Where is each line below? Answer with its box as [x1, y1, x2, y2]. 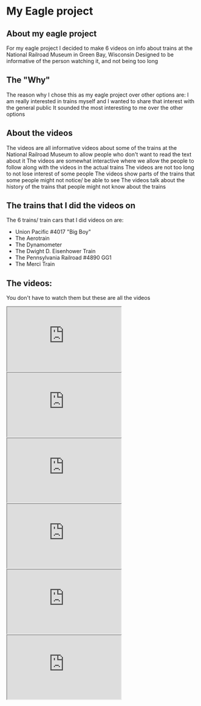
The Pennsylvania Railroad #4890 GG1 [15, 254, 112, 262]
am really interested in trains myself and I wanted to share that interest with [6, 97, 194, 104]
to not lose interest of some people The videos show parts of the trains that [6, 170, 196, 177]
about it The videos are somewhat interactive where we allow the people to [6, 157, 194, 165]
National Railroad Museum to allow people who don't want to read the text [6, 151, 192, 158]
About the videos [6, 128, 73, 138]
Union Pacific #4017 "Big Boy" [15, 228, 91, 236]
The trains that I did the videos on [6, 200, 135, 211]
